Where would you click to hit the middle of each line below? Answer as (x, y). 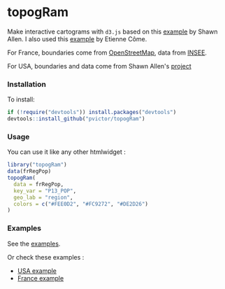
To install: (21, 99)
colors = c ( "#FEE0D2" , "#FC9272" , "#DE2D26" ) (81, 204)
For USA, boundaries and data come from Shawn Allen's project (100, 66)
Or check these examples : (46, 257)
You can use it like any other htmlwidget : (66, 152)
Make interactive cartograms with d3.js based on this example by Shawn (112, 31)
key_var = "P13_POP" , (45, 191)
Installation (27, 84)
